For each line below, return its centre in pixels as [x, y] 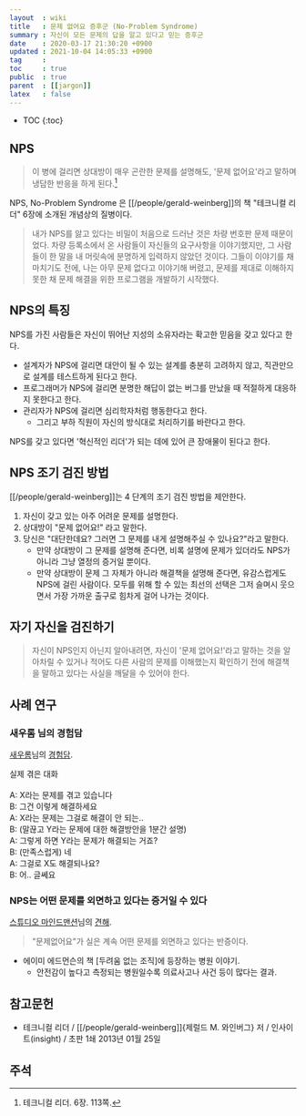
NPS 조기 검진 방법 [59, 473]
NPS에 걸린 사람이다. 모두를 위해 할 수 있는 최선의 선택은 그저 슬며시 [157, 584]
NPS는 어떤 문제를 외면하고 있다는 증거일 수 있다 [108, 901]
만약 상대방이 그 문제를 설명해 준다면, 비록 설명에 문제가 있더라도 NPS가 [163, 550]
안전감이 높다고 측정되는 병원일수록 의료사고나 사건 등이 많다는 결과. [157, 972]
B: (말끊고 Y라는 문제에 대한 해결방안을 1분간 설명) [98, 829]
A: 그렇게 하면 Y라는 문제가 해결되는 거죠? [84, 841]
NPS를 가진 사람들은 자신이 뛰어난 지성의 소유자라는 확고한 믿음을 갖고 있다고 [147, 334]
